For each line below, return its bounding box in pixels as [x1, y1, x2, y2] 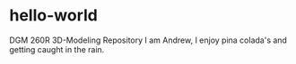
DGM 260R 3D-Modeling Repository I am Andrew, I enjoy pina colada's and [9, 35, 287, 45]
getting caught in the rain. [9, 44, 105, 54]
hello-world [9, 5, 99, 26]
